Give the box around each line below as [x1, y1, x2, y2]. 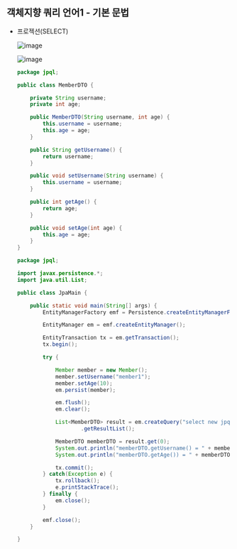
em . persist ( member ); [55, 386, 116, 393]
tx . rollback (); [55, 477, 100, 484]
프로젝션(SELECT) [16, 27, 69, 36]
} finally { [43, 491, 78, 498]
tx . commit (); [55, 464, 94, 471]
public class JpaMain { [16, 289, 88, 296]
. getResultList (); [80, 425, 136, 433]
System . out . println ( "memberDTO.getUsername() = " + [55, 445, 211, 452]
